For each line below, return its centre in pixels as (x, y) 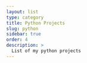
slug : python (22, 28)
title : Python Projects (36, 23)
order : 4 (17, 40)
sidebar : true (24, 34)
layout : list (22, 12)
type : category (25, 17)
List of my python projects (46, 51)
